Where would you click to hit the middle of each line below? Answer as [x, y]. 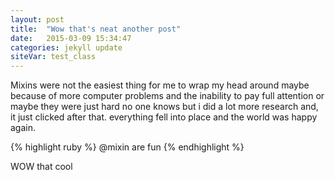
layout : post [37, 19]
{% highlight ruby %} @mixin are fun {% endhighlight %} [127, 147]
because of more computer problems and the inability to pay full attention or [167, 96]
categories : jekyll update [66, 47]
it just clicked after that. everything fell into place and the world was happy [164, 117]
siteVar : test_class [53, 57]
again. [23, 128]
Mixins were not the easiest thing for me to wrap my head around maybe [160, 85]
